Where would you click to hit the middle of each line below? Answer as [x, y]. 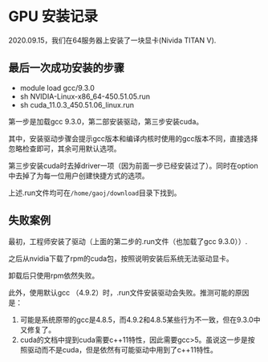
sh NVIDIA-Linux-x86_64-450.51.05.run [85, 96]
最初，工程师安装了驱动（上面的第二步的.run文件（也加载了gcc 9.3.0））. [128, 241]
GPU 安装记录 [53, 16]
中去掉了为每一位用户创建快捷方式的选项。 [79, 175]
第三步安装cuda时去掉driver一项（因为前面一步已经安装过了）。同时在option [133, 165]
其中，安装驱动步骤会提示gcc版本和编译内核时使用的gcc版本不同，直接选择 [133, 138]
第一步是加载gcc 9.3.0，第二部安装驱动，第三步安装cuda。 [106, 121]
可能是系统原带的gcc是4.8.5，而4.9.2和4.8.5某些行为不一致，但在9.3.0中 [140, 319]
